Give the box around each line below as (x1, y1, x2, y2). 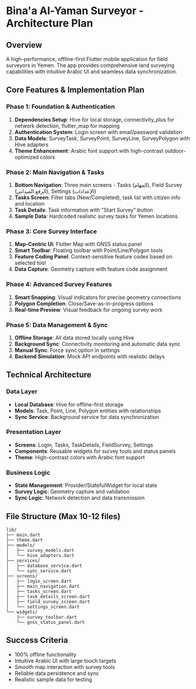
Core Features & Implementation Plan (6, 85, 145, 95)
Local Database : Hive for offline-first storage (14, 401, 124, 408)
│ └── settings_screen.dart (6, 604, 80, 610)
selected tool (14, 260, 46, 267)
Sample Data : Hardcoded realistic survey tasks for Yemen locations (14, 213, 178, 220)
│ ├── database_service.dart (6, 563, 82, 569)
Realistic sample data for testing (14, 675, 92, 683)
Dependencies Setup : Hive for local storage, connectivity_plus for (14, 116, 174, 123)
